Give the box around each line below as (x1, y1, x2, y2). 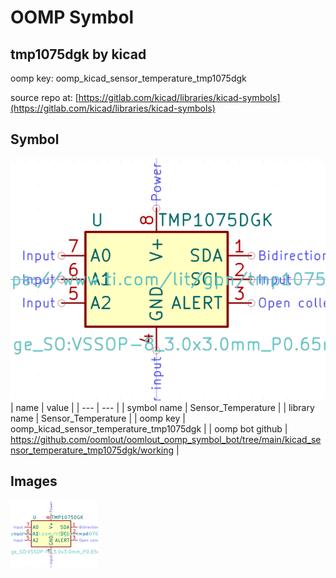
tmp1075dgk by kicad (10, 46, 147, 63)
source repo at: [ (10, 92, 79, 103)
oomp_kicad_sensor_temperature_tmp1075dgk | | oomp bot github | (10, 423, 288, 435)
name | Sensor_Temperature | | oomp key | (10, 412, 186, 425)
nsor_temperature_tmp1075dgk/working (10, 444, 175, 456)
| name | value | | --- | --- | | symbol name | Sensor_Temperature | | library (10, 402, 315, 414)
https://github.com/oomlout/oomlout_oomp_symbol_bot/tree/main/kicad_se (10, 434, 322, 446)
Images (10, 473, 58, 490)
